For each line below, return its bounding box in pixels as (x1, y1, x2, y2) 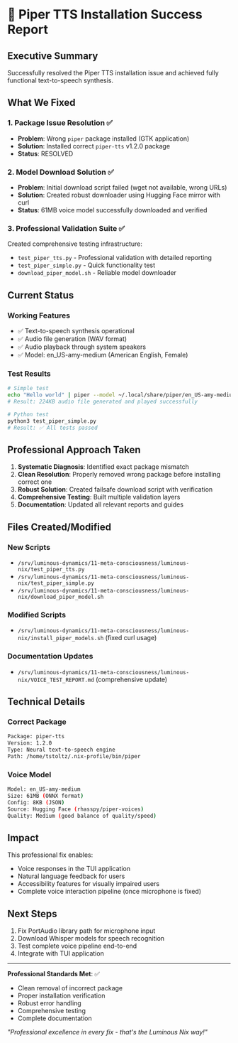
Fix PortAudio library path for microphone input (17, 926, 156, 935)
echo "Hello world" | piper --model (7, 391, 115, 399)
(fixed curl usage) (105, 634, 157, 642)
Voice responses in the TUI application (17, 865, 131, 873)
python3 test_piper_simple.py (7, 417, 97, 425)
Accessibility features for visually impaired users (17, 880, 160, 888)
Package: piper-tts (7, 733, 65, 740)
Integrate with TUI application (17, 949, 104, 958)
